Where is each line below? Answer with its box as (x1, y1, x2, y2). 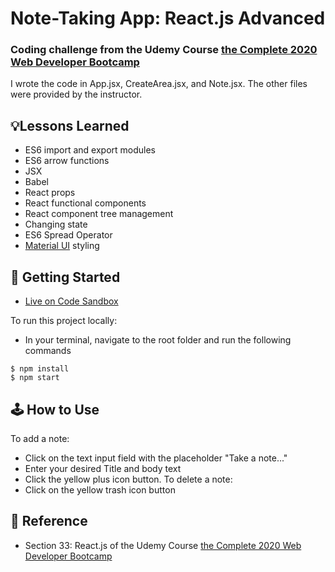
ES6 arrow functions (24, 155, 110, 167)
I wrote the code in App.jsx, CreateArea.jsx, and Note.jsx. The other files (10, 78, 308, 90)
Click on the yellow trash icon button (24, 483, 176, 496)
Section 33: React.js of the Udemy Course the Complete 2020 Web (24, 539, 302, 551)
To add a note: (10, 432, 70, 444)
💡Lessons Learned (10, 117, 130, 134)
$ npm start (10, 373, 60, 383)
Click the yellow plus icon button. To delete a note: (24, 473, 233, 485)
